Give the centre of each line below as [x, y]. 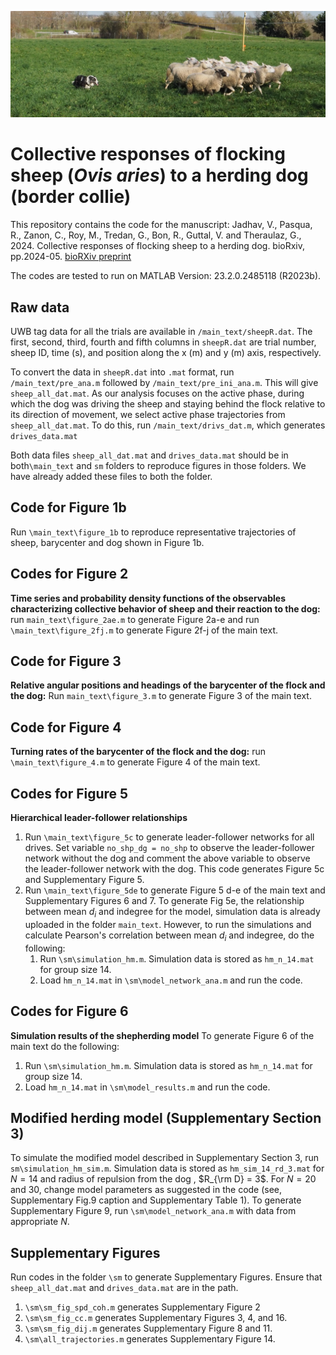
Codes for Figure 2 [69, 574]
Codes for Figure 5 [69, 793]
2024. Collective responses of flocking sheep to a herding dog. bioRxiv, [158, 246]
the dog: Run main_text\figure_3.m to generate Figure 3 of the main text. [161, 696]
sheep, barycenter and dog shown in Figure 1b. [107, 542]
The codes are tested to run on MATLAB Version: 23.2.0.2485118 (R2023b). [166, 276]
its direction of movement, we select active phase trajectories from [148, 415]
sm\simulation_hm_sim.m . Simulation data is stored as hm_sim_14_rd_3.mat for [167, 1168]
